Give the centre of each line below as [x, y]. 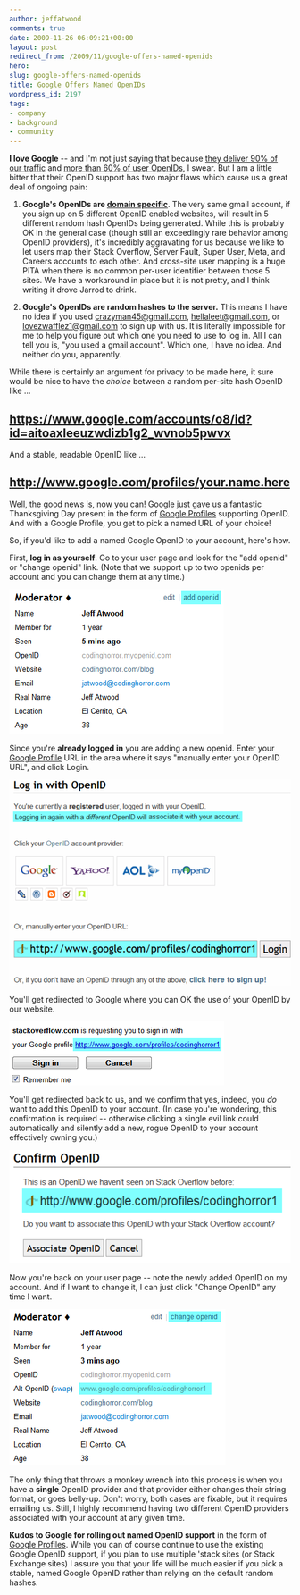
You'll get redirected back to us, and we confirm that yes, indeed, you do [143, 1099]
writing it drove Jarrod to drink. [79, 290]
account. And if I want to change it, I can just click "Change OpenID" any [143, 1288]
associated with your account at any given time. [97, 1518]
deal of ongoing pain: [48, 187]
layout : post [33, 47]
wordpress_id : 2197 [46, 94]
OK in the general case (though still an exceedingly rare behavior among [155, 233]
